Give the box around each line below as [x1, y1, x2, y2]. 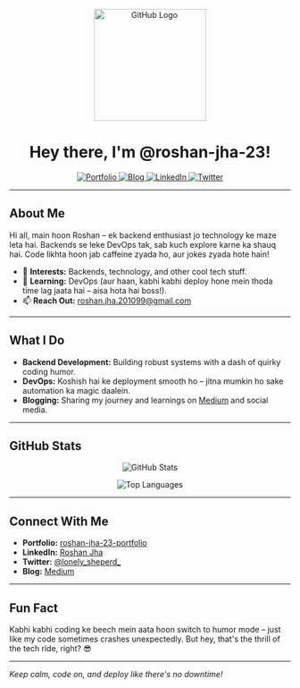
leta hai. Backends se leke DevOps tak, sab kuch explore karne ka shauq [9, 239, 277, 250]
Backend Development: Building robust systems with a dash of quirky [21, 356, 281, 367]
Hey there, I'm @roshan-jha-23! [29, 142, 271, 163]
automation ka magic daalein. [21, 385, 131, 395]
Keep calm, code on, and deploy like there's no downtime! [9, 669, 223, 679]
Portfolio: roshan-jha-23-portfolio [21, 538, 147, 548]
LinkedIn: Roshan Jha [21, 547, 104, 558]
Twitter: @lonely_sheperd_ [21, 556, 121, 567]
